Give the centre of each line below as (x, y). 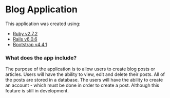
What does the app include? (41, 57)
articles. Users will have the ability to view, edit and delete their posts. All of (85, 74)
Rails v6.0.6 (25, 39)
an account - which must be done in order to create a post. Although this (82, 85)
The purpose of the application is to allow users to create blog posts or (80, 69)
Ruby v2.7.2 (25, 33)
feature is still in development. (37, 91)
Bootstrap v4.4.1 (30, 44)
